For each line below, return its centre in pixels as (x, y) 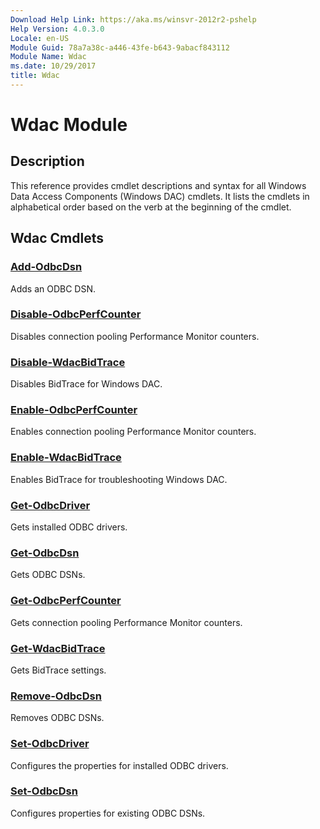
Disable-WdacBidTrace (68, 362)
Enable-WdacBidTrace (66, 458)
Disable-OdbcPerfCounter (76, 314)
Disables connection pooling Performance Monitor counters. (135, 336)
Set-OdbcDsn (44, 791)
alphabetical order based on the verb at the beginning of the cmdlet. (151, 207)
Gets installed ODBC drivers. (69, 527)
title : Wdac (35, 76)
